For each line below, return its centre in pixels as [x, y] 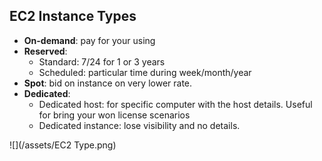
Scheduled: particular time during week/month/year [145, 72]
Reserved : [45, 51]
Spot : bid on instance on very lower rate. [108, 83]
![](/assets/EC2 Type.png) [63, 145]
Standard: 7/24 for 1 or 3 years [102, 61]
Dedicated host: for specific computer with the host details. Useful [175, 104]
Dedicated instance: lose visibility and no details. [139, 125]
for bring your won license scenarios [114, 115]
